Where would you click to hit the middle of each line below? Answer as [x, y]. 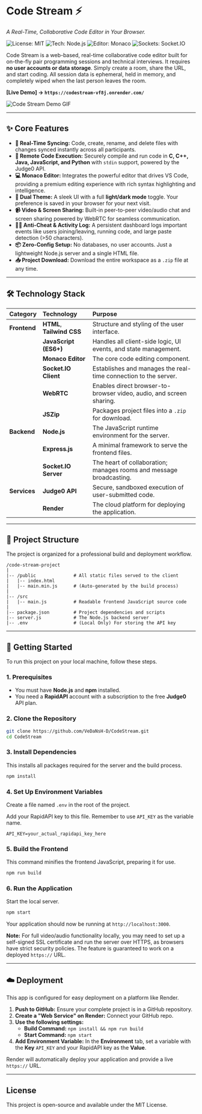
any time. [26, 268]
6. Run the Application [39, 888]
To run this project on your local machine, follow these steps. [82, 662]
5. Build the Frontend [37, 849]
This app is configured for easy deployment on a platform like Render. [93, 998]
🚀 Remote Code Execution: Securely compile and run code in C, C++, [102, 156]
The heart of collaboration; [130, 462]
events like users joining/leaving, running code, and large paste [93, 231]
